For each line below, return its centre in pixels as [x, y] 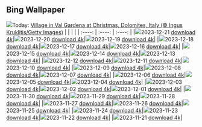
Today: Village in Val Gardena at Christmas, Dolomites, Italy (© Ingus [97, 25]
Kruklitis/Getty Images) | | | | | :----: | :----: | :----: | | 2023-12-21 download [101, 32]
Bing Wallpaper [36, 10]
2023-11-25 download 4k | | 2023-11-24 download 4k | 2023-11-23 [92, 110]
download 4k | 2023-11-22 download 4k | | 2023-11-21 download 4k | [94, 117]
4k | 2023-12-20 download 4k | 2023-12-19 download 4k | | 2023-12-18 [100, 39]
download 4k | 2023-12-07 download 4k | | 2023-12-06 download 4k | [96, 75]
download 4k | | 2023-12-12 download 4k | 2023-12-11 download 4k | [94, 61]
